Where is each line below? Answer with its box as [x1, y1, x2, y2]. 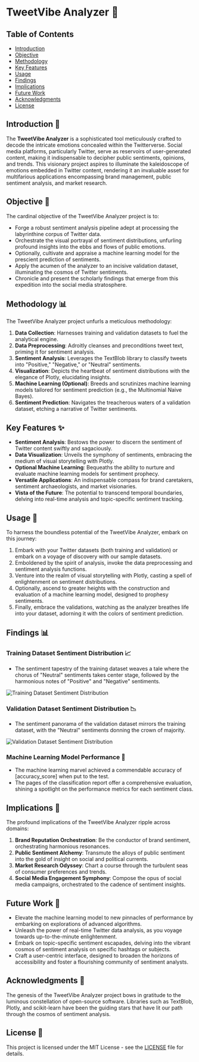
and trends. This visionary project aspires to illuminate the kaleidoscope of [6, 160, 189, 168]
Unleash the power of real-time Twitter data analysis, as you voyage [14, 927, 183, 934]
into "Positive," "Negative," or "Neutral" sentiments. [14, 361, 141, 369]
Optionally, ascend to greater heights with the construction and [14, 584, 170, 592]
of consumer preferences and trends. [14, 868, 107, 875]
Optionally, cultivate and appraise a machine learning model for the [14, 249, 180, 256]
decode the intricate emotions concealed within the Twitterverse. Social [6, 141, 183, 148]
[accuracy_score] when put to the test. [14, 773, 110, 780]
